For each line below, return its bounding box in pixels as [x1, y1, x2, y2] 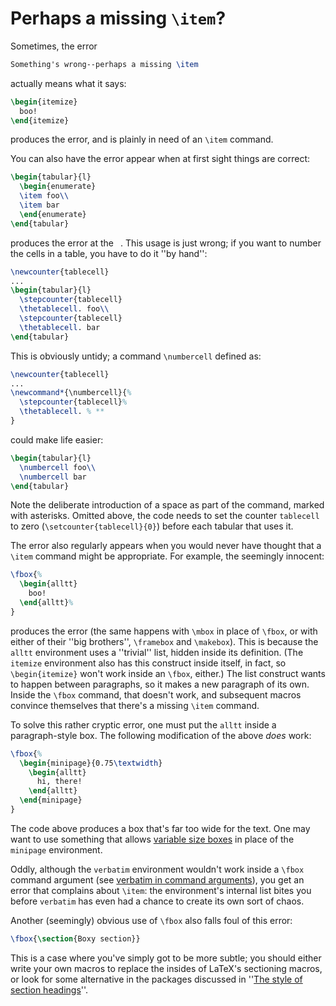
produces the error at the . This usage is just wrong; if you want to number [10, 237, 322, 249]
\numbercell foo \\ [19, 462, 97, 472]
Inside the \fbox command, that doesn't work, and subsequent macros [10, 688, 302, 701]
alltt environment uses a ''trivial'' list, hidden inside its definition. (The [10, 646, 304, 658]
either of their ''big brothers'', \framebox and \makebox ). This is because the [10, 635, 319, 647]
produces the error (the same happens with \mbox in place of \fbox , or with [10, 625, 318, 637]
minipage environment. [10, 843, 103, 856]
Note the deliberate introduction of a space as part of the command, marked [10, 499, 325, 511]
